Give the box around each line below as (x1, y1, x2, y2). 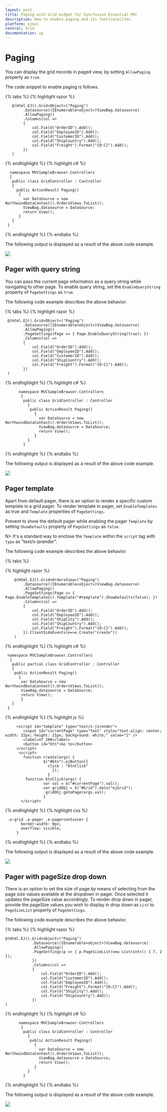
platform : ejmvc (5, 21, 39, 27)
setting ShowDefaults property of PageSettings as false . (5, 523, 120, 529)
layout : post (5, 7, 32, 13)
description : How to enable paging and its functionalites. (5, 17, 133, 22)
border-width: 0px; (20, 821, 61, 826)
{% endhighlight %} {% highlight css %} (5, 807, 88, 813)
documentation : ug (5, 31, 43, 36)
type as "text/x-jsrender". (5, 538, 57, 544)
